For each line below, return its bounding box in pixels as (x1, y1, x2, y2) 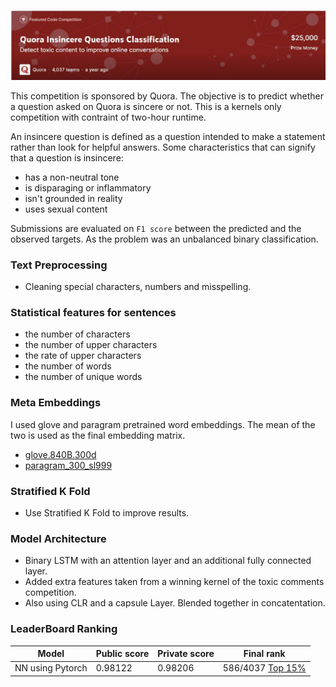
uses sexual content (24, 203, 108, 215)
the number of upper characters (24, 339, 158, 351)
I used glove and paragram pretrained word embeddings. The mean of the (10, 418, 316, 430)
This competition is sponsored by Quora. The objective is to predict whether (10, 90, 324, 102)
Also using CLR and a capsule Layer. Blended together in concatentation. (24, 597, 326, 609)
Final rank (243, 648, 286, 659)
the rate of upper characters (24, 350, 142, 362)
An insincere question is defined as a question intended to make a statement (10, 130, 326, 142)
